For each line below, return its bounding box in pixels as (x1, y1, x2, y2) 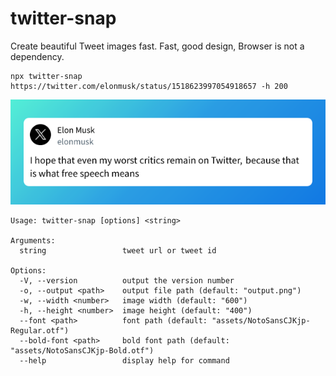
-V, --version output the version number (19, 275, 235, 286)
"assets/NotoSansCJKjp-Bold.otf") (10, 345, 155, 356)
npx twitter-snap (10, 71, 83, 81)
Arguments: (10, 235, 56, 246)
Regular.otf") (10, 325, 70, 336)
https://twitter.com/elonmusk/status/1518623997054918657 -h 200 (10, 81, 288, 91)
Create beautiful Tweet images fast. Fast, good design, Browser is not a (10, 40, 305, 52)
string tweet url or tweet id (19, 245, 217, 256)
